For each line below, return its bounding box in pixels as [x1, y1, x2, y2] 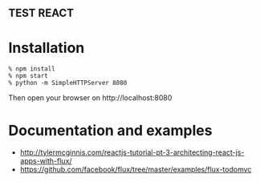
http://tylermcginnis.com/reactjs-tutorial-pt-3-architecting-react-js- [19, 148, 245, 157]
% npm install [8, 65, 56, 73]
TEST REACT [8, 6, 75, 20]
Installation [8, 38, 85, 57]
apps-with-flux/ [19, 156, 72, 166]
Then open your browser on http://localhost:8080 [8, 93, 173, 103]
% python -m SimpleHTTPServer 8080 [8, 79, 128, 87]
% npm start [8, 72, 48, 80]
